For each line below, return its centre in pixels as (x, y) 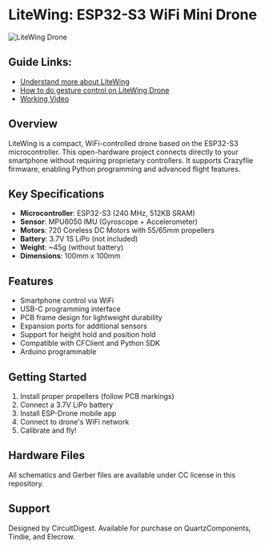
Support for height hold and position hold (88, 335)
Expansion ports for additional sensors (84, 326)
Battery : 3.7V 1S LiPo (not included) (79, 239)
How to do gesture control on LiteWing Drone (94, 90)
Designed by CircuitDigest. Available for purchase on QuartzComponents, (130, 528)
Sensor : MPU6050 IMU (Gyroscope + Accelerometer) (109, 222)
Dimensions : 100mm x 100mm (70, 256)
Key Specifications (56, 194)
